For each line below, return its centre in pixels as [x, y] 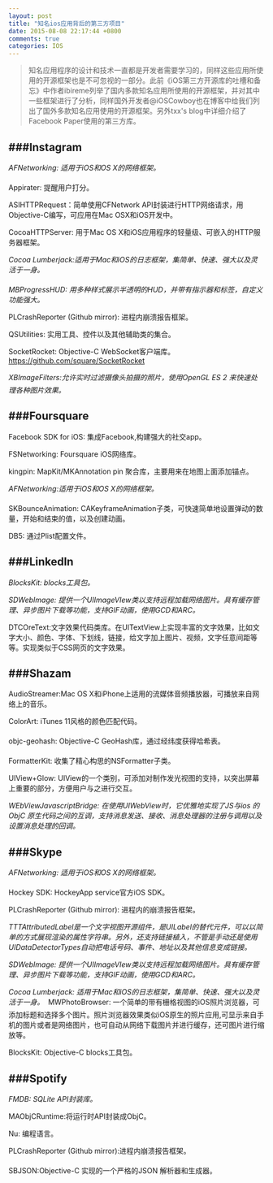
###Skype [35, 852]
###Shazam [40, 673]
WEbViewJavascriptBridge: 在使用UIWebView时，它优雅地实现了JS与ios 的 [134, 806]
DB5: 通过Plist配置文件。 [50, 535]
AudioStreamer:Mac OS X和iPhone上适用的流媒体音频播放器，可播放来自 [130, 694]
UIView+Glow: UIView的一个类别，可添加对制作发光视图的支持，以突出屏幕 [134, 778]
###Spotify [38, 1079]
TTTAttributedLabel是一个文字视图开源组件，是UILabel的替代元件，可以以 [132, 927]
